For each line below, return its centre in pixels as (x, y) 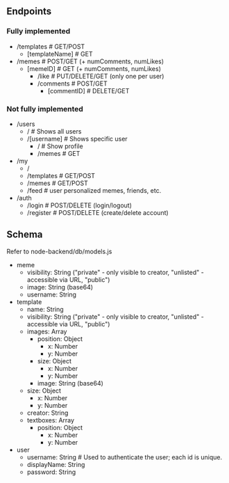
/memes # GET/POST (57, 183)
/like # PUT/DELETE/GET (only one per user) (101, 76)
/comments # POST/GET (73, 84)
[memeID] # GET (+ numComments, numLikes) (94, 68)
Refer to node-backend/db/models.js (59, 251)
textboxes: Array (50, 420)
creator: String (48, 413)
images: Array (47, 331)
